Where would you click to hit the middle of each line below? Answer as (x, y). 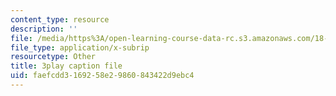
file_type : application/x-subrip (80, 47)
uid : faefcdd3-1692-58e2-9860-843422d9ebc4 (102, 76)
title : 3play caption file (66, 66)
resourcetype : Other (53, 57)
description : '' (44, 29)
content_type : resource (60, 19)
